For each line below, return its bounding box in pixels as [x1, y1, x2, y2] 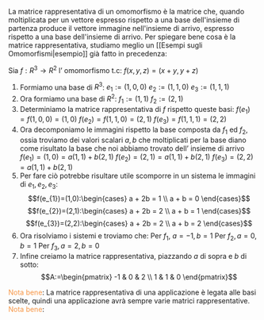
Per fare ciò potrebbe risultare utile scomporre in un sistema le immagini [19, 171, 256, 180]
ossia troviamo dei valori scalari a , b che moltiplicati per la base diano [19, 135, 247, 145]
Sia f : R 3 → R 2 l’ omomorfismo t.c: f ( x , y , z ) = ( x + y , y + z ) [8, 64, 199, 75]
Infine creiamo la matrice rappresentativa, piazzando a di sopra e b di [19, 252, 247, 261]
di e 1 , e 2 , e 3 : [19, 179, 58, 191]
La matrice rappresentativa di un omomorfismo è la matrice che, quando [8, 7, 245, 16]
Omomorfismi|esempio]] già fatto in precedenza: [8, 49, 168, 58]
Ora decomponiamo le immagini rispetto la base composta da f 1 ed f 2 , [19, 125, 248, 136]
